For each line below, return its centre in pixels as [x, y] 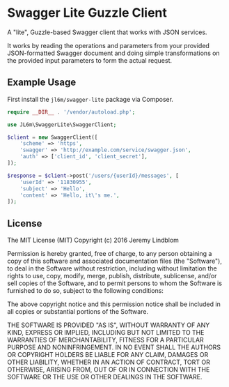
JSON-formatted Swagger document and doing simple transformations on [114, 53]
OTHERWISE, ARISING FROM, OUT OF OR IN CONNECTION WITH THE [109, 370]
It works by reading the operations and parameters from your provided [109, 45]
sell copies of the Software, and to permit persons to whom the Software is [115, 283]
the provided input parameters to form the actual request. [90, 60]
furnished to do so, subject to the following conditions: [85, 291]
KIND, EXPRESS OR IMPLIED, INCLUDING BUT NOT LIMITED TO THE [106, 333]
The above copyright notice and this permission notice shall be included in [114, 304]
